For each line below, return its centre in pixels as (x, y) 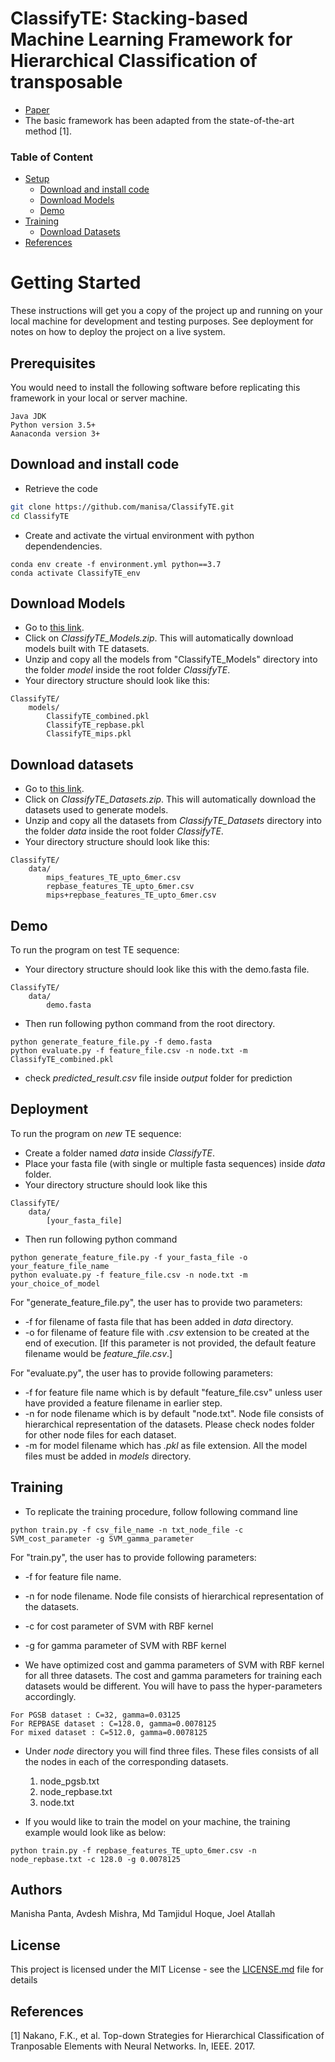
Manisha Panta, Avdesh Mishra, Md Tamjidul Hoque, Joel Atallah (143, 1914)
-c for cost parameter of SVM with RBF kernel (119, 1626)
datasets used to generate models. (96, 810)
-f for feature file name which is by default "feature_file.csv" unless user (173, 1392)
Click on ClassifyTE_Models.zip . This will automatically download (159, 638)
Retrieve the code (61, 488)
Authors (36, 1890)
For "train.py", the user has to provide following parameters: (133, 1557)
